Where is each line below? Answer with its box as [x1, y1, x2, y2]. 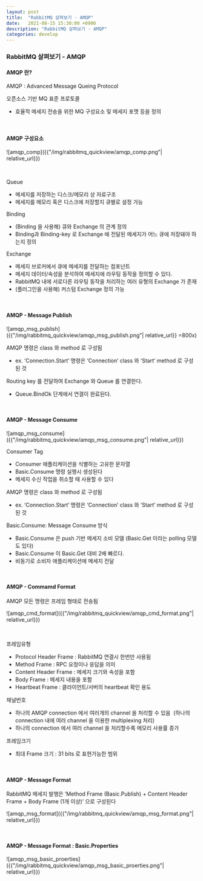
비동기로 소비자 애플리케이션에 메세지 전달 [15, 557, 115, 564]
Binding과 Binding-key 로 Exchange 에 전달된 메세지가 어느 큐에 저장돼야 [15, 231, 190, 238]
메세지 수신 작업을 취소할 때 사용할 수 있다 [15, 475, 114, 482]
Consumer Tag [6, 448, 44, 455]
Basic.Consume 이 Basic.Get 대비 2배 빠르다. [15, 550, 124, 557]
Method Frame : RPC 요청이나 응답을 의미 [15, 661, 116, 668]
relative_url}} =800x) [145, 331, 197, 339]
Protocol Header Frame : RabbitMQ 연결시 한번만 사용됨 [15, 653, 151, 660]
